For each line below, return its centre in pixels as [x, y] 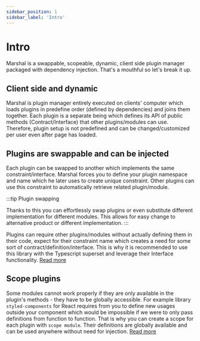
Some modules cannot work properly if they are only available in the [90, 293]
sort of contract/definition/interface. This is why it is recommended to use [97, 247]
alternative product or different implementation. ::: [67, 223]
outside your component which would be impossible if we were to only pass [99, 312]
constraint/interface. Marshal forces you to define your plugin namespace [97, 175]
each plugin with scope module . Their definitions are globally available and [97, 325]
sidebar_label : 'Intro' [36, 17]
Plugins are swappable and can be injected [87, 153]
